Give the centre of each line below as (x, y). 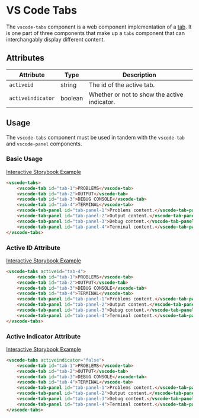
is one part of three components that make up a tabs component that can (96, 33)
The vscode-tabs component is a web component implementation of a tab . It (99, 27)
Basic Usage (25, 159)
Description (139, 75)
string (68, 85)
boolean (72, 98)
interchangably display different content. (56, 39)
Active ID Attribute (33, 248)
